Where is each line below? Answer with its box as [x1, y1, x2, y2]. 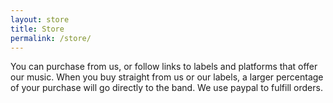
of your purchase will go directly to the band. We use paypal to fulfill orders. [10, 82, 323, 94]
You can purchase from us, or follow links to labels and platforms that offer [10, 61, 318, 73]
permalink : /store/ [10, 33, 92, 43]
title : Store [10, 24, 65, 34]
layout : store [10, 14, 70, 25]
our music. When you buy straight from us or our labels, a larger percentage [10, 71, 324, 83]
